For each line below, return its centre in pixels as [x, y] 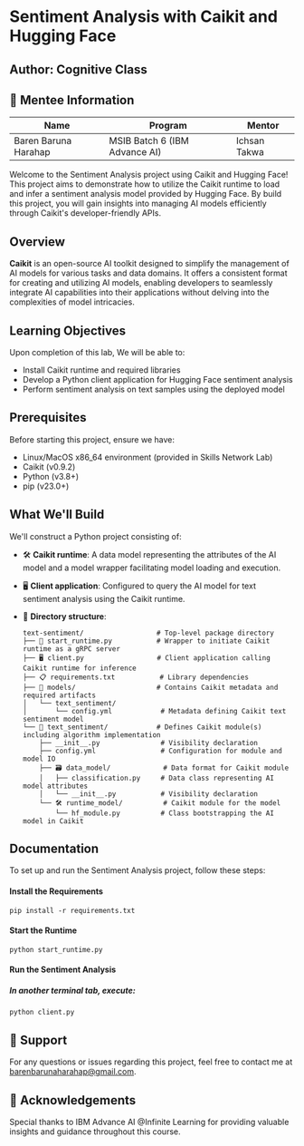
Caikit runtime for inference [80, 668]
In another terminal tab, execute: [72, 991]
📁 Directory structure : [64, 616]
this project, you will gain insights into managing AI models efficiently [138, 204]
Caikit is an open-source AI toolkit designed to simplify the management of [149, 264]
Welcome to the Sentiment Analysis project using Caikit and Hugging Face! [149, 175]
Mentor [263, 126]
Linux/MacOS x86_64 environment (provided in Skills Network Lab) [147, 457]
